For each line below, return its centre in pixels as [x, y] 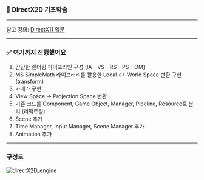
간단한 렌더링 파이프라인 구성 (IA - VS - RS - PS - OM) [80, 67]
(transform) [29, 81]
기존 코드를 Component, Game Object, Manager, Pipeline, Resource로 [101, 104]
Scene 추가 [29, 119]
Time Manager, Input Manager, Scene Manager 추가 [80, 126]
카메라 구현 [28, 88]
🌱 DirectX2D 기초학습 [37, 9]
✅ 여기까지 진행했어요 [36, 53]
